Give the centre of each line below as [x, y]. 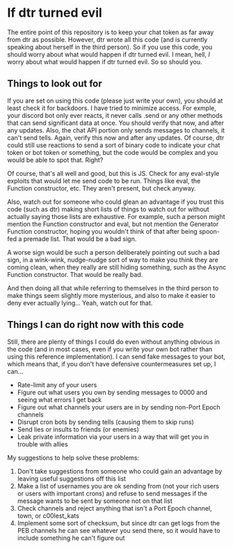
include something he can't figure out [71, 538]
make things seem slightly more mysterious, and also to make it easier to [111, 295]
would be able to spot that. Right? [55, 160]
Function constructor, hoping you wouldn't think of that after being [103, 231]
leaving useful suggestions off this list [72, 479]
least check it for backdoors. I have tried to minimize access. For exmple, [112, 108]
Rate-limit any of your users [57, 384]
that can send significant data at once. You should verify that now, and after [116, 123]
